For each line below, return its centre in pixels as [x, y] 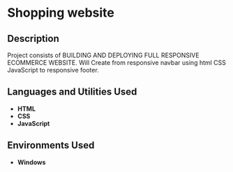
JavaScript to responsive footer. [53, 70]
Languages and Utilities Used [72, 92]
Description [33, 39]
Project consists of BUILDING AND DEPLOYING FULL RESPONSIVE [104, 55]
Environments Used [51, 145]
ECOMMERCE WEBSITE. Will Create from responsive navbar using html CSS [117, 63]
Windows [31, 162]
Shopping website [61, 13]
